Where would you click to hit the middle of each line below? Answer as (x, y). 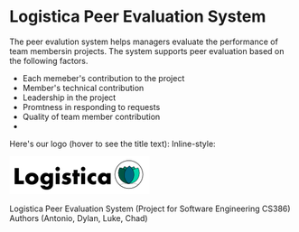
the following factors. (49, 60)
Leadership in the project (69, 97)
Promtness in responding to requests (91, 107)
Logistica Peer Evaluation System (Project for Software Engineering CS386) (150, 209)
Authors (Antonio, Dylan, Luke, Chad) (79, 218)
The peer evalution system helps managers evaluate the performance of (144, 42)
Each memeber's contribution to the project (103, 78)
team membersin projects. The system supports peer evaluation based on (147, 51)
